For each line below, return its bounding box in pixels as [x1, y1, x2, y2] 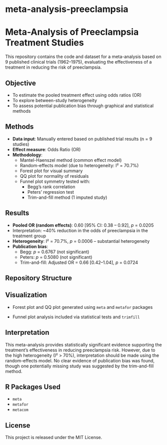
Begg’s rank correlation [27, 184, 75, 190]
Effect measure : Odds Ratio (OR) [12, 146, 81, 152]
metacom [12, 407, 28, 412]
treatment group [12, 233, 46, 239]
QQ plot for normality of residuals [19, 173, 89, 179]
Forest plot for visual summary [19, 168, 83, 174]
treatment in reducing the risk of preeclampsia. [5, 64, 102, 71]
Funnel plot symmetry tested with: [19, 178, 90, 184]
